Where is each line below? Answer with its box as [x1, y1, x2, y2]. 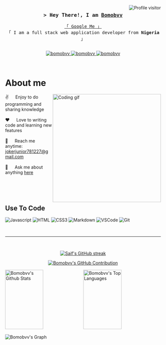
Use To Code [5, 204, 45, 212]
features [5, 128, 22, 133]
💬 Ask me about [5, 164, 43, 170]
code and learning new [5, 122, 52, 128]
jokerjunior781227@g [5, 148, 48, 155]
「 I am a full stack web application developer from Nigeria [6, 30, 160, 36]
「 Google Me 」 [64, 24, 102, 29]
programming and [5, 101, 42, 107]
